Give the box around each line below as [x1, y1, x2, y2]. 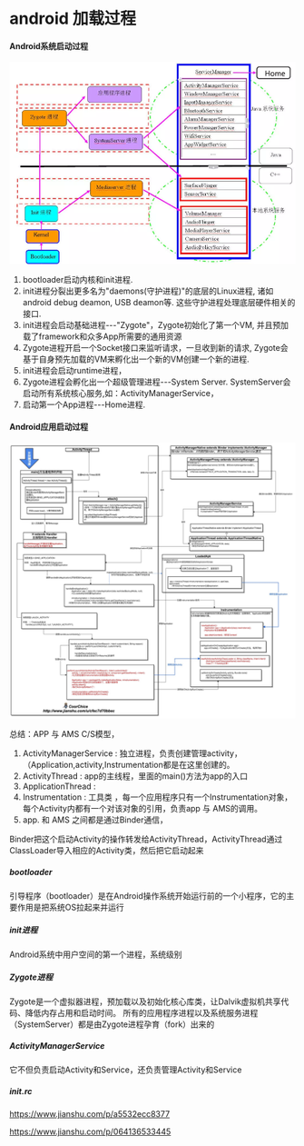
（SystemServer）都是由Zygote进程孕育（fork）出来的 [9, 1019, 215, 1030]
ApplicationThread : [22, 781, 97, 792]
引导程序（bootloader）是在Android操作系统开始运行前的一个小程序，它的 [9, 891, 287, 902]
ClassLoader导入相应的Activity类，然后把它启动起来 [9, 845, 204, 856]
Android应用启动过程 [9, 422, 89, 433]
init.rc [9, 1085, 33, 1096]
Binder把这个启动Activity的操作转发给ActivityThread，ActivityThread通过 [9, 833, 283, 845]
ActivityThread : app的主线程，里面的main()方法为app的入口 [22, 771, 248, 782]
